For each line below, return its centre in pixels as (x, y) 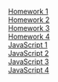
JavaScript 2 (29, 53)
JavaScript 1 (28, 45)
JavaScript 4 (29, 70)
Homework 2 (29, 20)
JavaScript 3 (29, 61)
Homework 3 (29, 28)
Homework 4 (29, 36)
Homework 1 (28, 11)
